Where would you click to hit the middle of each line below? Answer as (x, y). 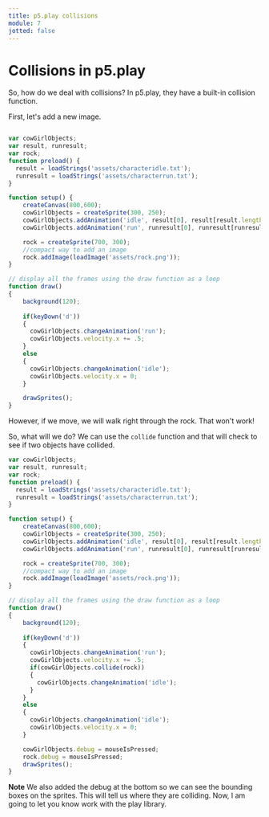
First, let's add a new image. (55, 116)
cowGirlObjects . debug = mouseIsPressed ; (91, 749)
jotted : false (32, 31)
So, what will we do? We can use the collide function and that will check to (133, 437)
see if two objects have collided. (62, 445)
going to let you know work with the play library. (87, 804)
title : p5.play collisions (53, 16)
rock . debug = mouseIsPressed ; (73, 757)
